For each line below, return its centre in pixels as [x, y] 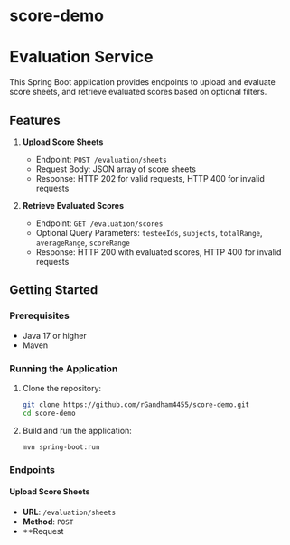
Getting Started [54, 290]
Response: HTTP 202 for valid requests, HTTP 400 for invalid [150, 178]
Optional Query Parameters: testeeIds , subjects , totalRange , [150, 232]
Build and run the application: [77, 430]
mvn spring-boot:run [61, 447]
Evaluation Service [81, 57]
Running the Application [64, 369]
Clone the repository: [62, 388]
